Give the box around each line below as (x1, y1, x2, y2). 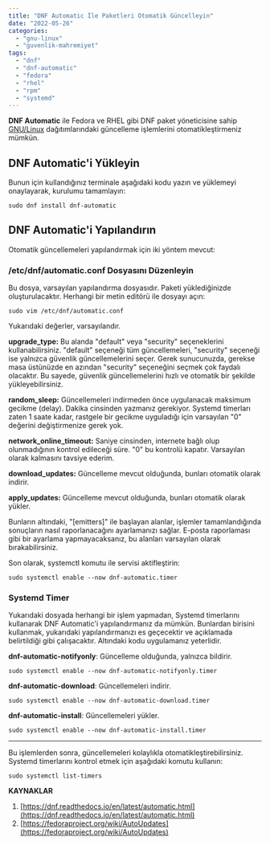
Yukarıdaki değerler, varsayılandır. (8, 321, 121, 331)
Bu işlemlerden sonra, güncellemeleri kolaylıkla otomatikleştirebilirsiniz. (8, 748, 243, 757)
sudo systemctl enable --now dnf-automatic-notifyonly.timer (8, 667, 218, 676)
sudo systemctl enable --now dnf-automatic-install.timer (8, 726, 207, 735)
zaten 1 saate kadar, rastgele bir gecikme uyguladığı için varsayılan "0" (8, 412, 243, 422)
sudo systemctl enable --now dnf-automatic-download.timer (8, 696, 211, 705)
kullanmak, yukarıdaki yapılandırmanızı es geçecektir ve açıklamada (8, 627, 233, 637)
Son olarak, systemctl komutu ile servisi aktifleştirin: (8, 558, 181, 568)
